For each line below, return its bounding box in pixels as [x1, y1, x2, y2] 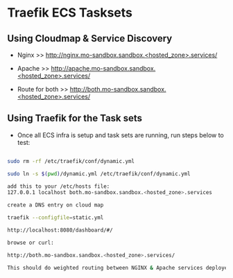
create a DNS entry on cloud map [7, 202, 104, 209]
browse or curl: [7, 239, 54, 246]
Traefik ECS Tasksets [7, 5, 133, 21]
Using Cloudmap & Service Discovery [7, 33, 173, 44]
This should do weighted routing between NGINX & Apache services [7, 264, 203, 271]
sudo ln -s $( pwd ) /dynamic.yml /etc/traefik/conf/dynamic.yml [7, 170, 191, 177]
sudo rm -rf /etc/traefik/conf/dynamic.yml [7, 157, 135, 164]
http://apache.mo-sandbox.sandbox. [51, 64, 156, 72]
